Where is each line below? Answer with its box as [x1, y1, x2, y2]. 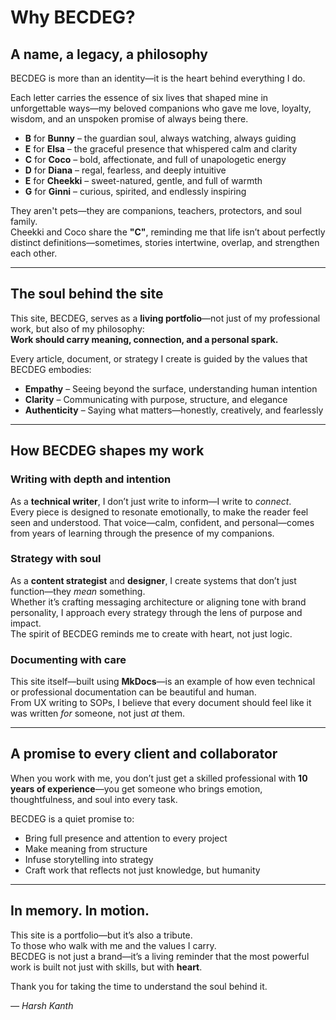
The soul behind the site [10, 286, 164, 303]
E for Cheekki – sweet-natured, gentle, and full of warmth [24, 175, 263, 186]
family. [10, 216, 38, 227]
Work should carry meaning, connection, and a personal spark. [10, 333, 279, 345]
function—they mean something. [10, 585, 146, 597]
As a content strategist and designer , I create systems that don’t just [10, 574, 297, 586]
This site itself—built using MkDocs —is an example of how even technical [10, 676, 316, 688]
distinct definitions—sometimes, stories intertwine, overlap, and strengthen [10, 237, 320, 248]
